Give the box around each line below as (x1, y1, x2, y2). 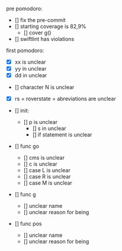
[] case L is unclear (23, 167, 71, 174)
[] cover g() (23, 29, 52, 36)
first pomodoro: (6, 47, 44, 54)
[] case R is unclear (23, 173, 71, 180)
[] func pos (14, 220, 42, 227)
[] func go (14, 142, 40, 150)
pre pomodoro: (6, 5, 43, 12)
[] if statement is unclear (32, 131, 92, 138)
